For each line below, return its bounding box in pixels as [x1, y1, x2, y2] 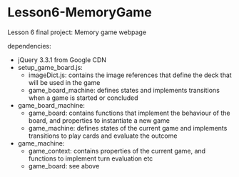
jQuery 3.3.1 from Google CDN [17, 55, 107, 64]
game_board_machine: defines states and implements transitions [28, 86, 220, 94]
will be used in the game [28, 78, 101, 86]
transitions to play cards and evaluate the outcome [28, 131, 178, 140]
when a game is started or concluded [28, 93, 138, 102]
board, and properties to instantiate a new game [28, 116, 170, 125]
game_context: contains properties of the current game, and [28, 146, 205, 155]
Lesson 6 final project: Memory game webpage [7, 28, 147, 36]
